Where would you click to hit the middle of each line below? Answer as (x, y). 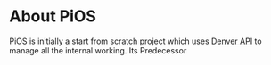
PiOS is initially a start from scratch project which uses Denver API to (135, 41)
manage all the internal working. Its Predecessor (98, 50)
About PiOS (53, 16)
